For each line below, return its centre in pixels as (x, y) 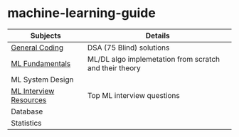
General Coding (37, 48)
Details (158, 35)
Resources (29, 99)
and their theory (114, 67)
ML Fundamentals (41, 63)
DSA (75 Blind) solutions (128, 48)
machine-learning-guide (82, 13)
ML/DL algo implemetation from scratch (154, 59)
